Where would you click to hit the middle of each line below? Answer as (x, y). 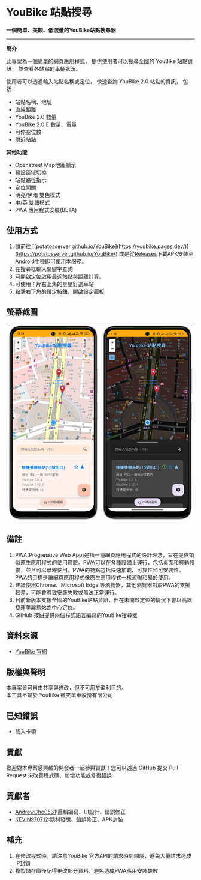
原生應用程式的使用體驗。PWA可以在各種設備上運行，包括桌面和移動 (105, 562)
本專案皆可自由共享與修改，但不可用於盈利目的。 (66, 688)
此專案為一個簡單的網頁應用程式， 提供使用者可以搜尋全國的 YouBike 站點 (97, 61)
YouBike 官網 (31, 651)
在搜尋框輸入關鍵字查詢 (44, 269)
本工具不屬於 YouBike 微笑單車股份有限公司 (60, 695)
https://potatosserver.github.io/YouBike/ (66, 253)
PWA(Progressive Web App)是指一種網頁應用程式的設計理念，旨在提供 (102, 555)
